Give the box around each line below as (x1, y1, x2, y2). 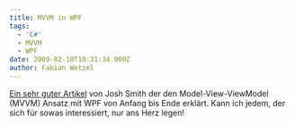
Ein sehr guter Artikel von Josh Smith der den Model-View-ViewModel (9, 87, 269, 99)
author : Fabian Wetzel (9, 64, 94, 73)
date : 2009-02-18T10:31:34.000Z (9, 55, 130, 64)
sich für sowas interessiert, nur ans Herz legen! (9, 107, 185, 118)
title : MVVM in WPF (9, 13, 83, 23)
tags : (9, 22, 30, 31)
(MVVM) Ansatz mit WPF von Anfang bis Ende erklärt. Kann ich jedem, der (9, 97, 286, 108)
